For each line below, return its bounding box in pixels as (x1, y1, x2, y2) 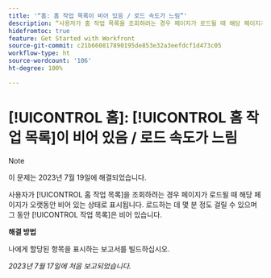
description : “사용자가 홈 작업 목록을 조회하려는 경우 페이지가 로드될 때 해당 (8, 19, 241, 27)
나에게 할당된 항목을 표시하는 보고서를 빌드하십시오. (8, 243, 170, 254)
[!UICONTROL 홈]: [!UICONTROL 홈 (8, 108, 244, 127)
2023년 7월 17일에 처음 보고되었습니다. (8, 261, 131, 271)
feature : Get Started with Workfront (8, 34, 135, 43)
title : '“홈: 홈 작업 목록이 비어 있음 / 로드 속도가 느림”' (8, 11, 188, 20)
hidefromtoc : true (8, 27, 70, 35)
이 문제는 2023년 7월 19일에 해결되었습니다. (8, 172, 147, 182)
